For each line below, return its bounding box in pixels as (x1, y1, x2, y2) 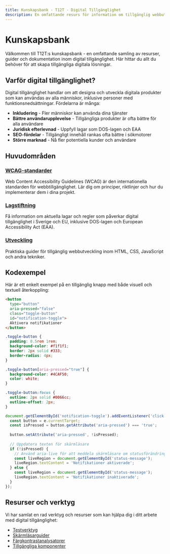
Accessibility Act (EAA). (5, 224, 55, 230)
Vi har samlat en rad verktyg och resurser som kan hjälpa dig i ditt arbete (5, 511, 157, 518)
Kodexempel (5, 268, 46, 276)
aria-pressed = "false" (10, 306, 56, 311)
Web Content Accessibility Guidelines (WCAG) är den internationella (5, 178, 147, 184)
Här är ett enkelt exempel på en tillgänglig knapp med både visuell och (5, 282, 152, 288)
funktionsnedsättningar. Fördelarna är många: (5, 100, 101, 106)
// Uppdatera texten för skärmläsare (10, 442, 90, 447)
